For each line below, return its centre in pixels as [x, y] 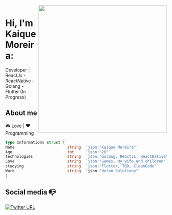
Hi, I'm [19, 23]
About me [21, 113]
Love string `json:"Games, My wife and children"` [87, 161]
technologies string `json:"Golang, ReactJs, [72, 157]
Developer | [18, 70]
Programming [20, 133]
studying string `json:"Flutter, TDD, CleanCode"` [82, 166]
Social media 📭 [31, 192]
